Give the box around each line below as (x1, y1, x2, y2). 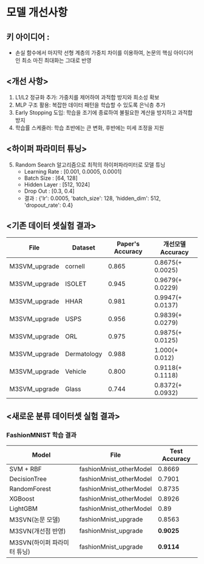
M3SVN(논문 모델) (9, 516, 61, 524)
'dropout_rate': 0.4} (24, 201, 73, 209)
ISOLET (65, 280, 87, 288)
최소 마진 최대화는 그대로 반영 (21, 57, 92, 64)
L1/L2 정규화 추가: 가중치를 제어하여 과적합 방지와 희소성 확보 (15, 93, 160, 101)
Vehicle (65, 367, 87, 376)
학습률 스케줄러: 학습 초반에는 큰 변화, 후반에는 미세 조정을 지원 (15, 124, 165, 131)
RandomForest (9, 485, 52, 493)
